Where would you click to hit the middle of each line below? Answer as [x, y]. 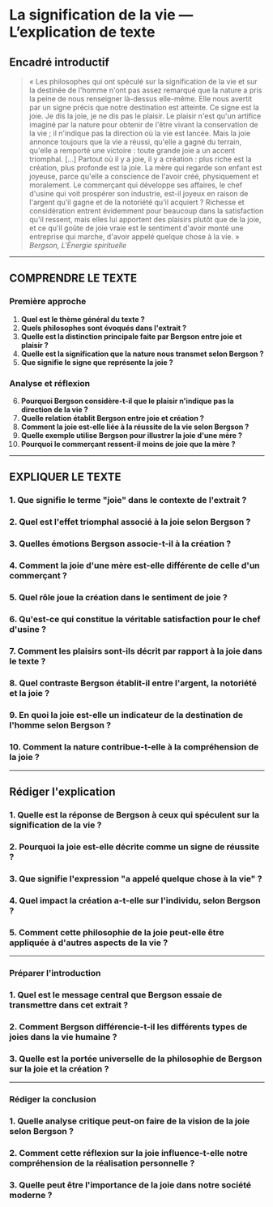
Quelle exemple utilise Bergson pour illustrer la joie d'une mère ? [131, 435]
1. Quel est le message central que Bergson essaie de [116, 995]
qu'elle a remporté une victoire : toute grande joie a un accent [132, 150]
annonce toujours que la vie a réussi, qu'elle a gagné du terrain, [135, 142]
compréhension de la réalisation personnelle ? [102, 1163]
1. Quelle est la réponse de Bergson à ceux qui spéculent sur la [134, 815]
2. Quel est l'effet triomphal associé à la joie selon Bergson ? [130, 522]
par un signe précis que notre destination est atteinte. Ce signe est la [144, 107]
